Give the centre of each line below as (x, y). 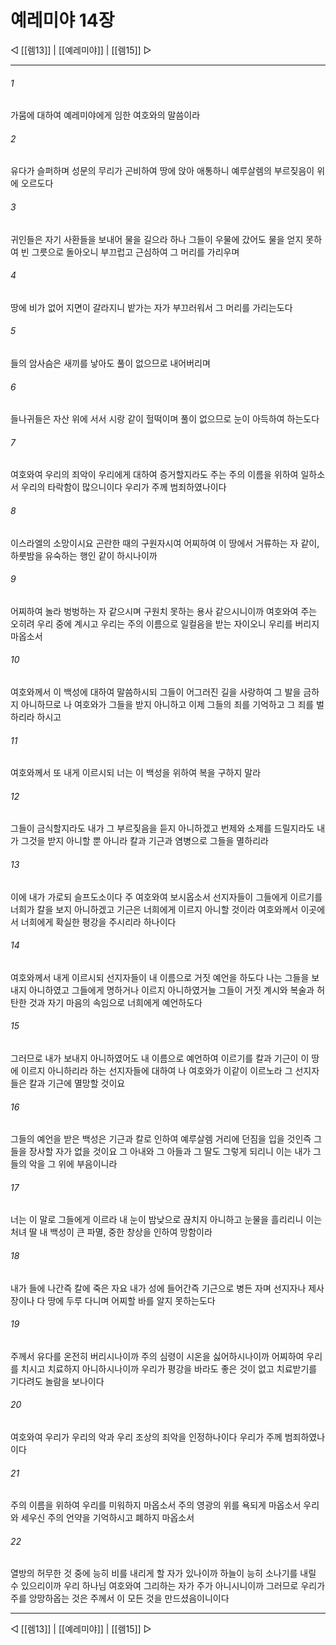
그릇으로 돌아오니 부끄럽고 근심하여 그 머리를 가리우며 (135, 252)
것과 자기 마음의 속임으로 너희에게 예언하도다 (115, 1002)
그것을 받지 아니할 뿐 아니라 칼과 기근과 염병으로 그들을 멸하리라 (144, 841)
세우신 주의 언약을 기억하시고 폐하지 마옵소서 (107, 1518)
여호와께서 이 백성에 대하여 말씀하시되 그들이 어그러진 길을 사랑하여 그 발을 (156, 692)
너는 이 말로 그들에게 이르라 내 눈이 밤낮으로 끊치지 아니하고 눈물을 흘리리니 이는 (166, 1220)
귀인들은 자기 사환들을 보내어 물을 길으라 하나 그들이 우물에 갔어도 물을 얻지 (157, 239)
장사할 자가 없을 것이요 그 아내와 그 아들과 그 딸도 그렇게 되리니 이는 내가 (170, 1152)
